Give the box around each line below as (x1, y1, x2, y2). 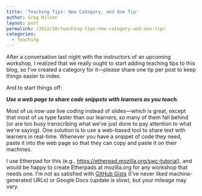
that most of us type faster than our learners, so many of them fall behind (6, 114, 189, 121)
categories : (6, 31, 36, 37)
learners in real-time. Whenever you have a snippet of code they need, (6, 133, 182, 140)
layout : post (6, 20, 39, 26)
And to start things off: (6, 84, 62, 91)
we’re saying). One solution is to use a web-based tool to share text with (6, 127, 186, 133)
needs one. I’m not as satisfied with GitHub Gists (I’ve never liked (6, 170, 168, 177)
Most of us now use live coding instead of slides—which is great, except (6, 108, 186, 114)
